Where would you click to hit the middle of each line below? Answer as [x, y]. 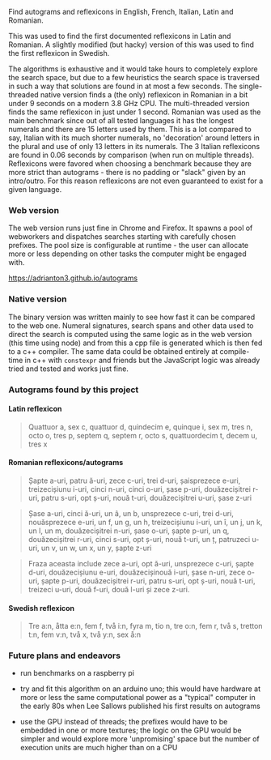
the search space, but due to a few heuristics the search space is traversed [134, 77]
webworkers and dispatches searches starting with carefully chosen [122, 237]
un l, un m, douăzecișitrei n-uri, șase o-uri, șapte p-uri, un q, [129, 531]
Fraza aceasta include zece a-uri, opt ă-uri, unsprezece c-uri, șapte [141, 563]
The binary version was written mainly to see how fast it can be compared [132, 317]
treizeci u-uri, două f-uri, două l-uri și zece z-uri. [109, 589]
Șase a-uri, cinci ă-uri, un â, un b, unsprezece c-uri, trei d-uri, [131, 513]
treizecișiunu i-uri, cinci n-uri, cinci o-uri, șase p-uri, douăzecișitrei [140, 489]
